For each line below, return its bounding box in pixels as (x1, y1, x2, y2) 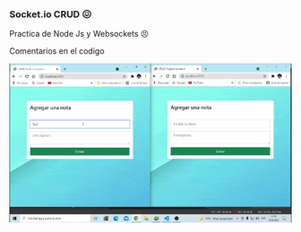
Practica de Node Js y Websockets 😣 (9, 29, 150, 39)
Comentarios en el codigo (9, 46, 105, 56)
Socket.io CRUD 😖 (9, 8, 92, 21)
